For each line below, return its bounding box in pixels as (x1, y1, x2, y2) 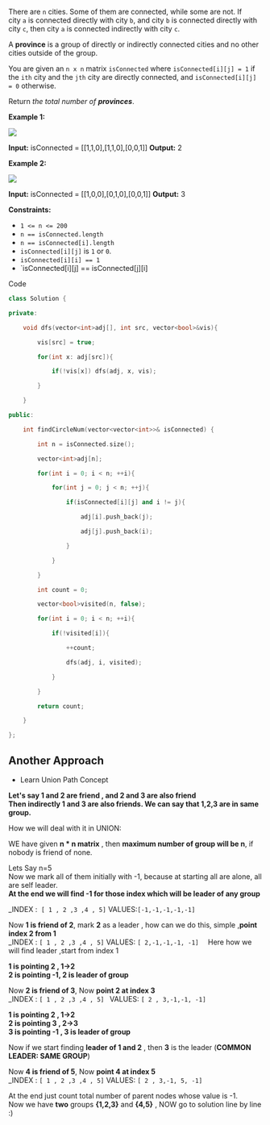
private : (8, 309, 38, 317)
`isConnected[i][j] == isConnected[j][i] (19, 264, 148, 273)
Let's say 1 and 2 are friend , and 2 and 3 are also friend (8, 790, 197, 800)
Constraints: (8, 205, 52, 215)
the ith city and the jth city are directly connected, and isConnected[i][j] (8, 73, 257, 81)
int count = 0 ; (37, 585, 89, 594)
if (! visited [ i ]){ (51, 629, 110, 638)
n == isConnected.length (19, 231, 104, 239)
